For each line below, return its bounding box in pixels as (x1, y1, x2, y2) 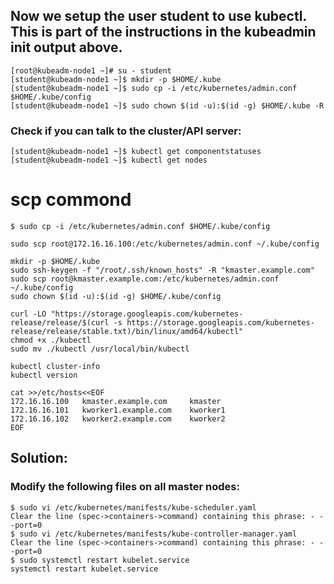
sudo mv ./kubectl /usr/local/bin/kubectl (10, 344, 190, 354)
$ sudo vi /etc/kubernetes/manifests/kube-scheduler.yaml (10, 502, 257, 513)
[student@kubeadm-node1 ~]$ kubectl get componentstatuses (10, 147, 262, 157)
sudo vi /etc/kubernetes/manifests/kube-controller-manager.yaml (19, 529, 298, 539)
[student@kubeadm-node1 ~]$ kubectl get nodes (10, 155, 208, 166)
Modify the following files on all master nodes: (10, 480, 240, 494)
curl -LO (10, 309, 47, 319)
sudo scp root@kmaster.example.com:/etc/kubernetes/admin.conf (10, 274, 280, 284)
